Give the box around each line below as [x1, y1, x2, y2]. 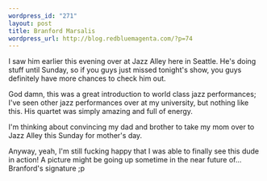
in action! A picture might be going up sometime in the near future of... [8, 155, 242, 165]
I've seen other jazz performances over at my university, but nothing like [8, 98, 249, 107]
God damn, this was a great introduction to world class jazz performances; [8, 90, 257, 99]
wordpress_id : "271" [8, 11, 78, 20]
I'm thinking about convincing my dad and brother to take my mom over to [8, 122, 255, 132]
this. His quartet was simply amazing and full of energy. [8, 107, 194, 116]
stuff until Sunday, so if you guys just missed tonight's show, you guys [8, 65, 242, 75]
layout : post [8, 19, 52, 27]
